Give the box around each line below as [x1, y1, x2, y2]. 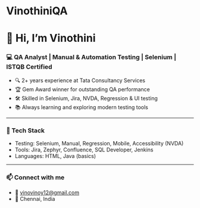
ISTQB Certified [6, 63, 52, 71]
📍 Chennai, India [14, 195, 55, 203]
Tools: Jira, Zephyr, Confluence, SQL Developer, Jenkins [14, 146, 154, 153]
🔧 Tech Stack [6, 126, 45, 135]
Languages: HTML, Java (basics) [14, 152, 96, 159]
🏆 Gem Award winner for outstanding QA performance [14, 85, 151, 93]
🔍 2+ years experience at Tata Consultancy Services [14, 76, 146, 84]
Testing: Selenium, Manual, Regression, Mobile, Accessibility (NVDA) [14, 139, 184, 147]
